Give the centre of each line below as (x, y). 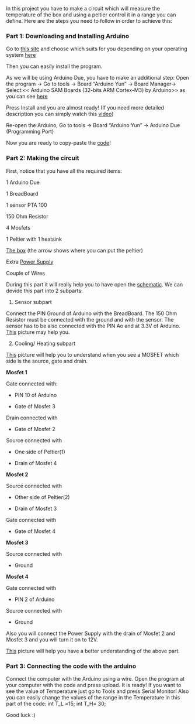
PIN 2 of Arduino (34, 599)
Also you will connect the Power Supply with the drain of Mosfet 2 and (90, 633)
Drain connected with (32, 418)
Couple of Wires (26, 273)
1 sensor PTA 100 (27, 205)
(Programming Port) (30, 132)
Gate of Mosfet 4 (35, 531)
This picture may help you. (38, 332)
